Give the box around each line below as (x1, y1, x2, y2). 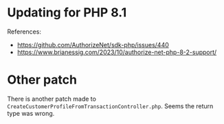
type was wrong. (7, 109, 55, 117)
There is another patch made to (7, 95, 96, 103)
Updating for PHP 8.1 (7, 5, 127, 21)
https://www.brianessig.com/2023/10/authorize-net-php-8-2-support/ (16, 48, 217, 56)
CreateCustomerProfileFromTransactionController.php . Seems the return (7, 101, 214, 110)
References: (7, 27, 41, 36)
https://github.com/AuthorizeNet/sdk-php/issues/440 (16, 40, 170, 49)
